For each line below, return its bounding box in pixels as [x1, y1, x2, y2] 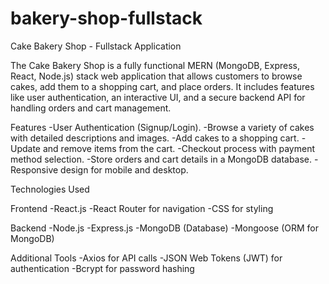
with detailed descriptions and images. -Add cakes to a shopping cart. [10, 132, 300, 144]
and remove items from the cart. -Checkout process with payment [42, 142, 315, 154]
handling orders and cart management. [10, 102, 172, 114]
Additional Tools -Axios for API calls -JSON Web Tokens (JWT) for [10, 252, 283, 264]
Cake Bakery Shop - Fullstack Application [10, 40, 182, 52]
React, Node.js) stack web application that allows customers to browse [10, 70, 303, 82]
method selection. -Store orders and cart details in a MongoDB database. [10, 153, 313, 165]
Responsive [10, 163, 59, 176]
